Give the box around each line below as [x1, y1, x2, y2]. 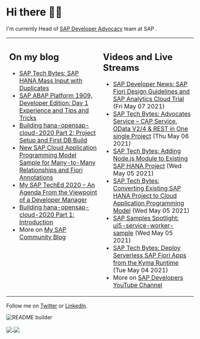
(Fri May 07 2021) [112, 102, 165, 111]
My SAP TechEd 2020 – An [19, 181, 95, 189]
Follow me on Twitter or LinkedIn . [6, 302, 88, 309]
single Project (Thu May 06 [112, 132, 189, 141]
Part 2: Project [55, 129, 96, 137]
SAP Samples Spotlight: [112, 214, 179, 222]
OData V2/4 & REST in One [112, 125, 189, 133]
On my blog [9, 51, 60, 63]
